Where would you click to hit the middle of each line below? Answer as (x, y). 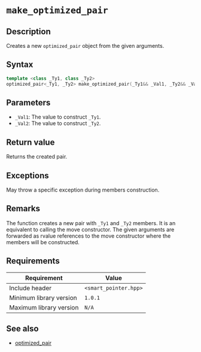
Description (28, 31)
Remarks (23, 209)
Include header (31, 288)
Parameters (28, 103)
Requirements (33, 261)
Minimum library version (43, 298)
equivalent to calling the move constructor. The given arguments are (90, 229)
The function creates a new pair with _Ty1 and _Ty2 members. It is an (91, 223)
